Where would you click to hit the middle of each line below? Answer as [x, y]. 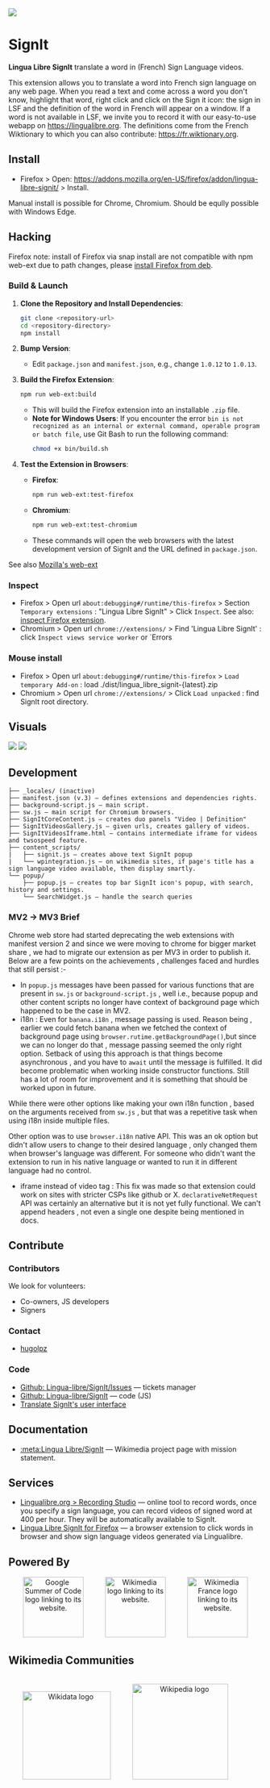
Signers [33, 1311]
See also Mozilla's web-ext [53, 565]
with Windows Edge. [42, 211]
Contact [25, 1332]
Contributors [34, 1268]
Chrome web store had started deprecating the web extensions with [121, 935]
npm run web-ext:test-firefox [83, 495]
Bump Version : [45, 348]
